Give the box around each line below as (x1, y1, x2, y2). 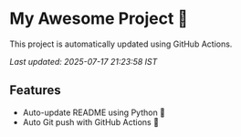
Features (9, 82, 61, 99)
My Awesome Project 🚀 (9, 8, 189, 29)
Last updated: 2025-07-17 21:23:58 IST (9, 56, 158, 67)
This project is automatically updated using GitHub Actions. (9, 38, 233, 49)
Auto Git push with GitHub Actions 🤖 (22, 116, 160, 127)
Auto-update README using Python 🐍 (22, 107, 166, 118)
